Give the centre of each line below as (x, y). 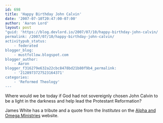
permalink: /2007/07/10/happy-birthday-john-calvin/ (60, 37)
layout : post (18, 28)
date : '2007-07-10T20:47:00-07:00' (41, 18)
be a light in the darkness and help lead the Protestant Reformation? (73, 101)
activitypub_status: (26, 41)
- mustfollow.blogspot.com (41, 55)
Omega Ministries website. (32, 115)
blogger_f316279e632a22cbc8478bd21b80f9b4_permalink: (61, 69)
